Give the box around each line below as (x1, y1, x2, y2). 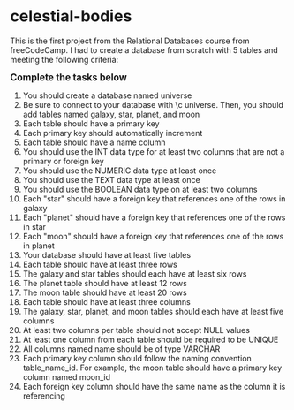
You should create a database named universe (22, 90, 192, 101)
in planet (22, 240, 56, 251)
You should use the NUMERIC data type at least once (22, 165, 217, 176)
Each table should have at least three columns (22, 296, 191, 307)
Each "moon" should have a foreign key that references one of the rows (22, 231, 284, 241)
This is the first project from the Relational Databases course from (10, 35, 250, 46)
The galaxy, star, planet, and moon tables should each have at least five (22, 306, 284, 316)
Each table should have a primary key (22, 118, 160, 129)
